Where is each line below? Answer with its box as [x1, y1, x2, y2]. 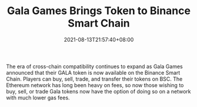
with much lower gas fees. [6, 94, 70, 101]
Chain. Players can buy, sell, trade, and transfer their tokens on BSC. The [6, 75, 183, 82]
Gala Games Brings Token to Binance [6, 4, 191, 18]
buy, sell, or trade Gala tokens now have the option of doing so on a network [6, 88, 191, 95]
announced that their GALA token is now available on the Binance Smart [6, 69, 181, 76]
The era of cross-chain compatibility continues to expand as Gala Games [6, 63, 183, 70]
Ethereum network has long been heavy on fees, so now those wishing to [6, 81, 184, 89]
